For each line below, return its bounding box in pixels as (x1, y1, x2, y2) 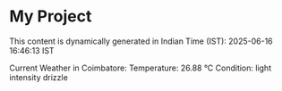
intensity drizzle (9, 71, 69, 82)
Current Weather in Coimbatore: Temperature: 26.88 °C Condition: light (9, 62, 271, 73)
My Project (9, 6, 92, 27)
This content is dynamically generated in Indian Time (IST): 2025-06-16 (9, 36, 273, 46)
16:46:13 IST (9, 45, 56, 55)
